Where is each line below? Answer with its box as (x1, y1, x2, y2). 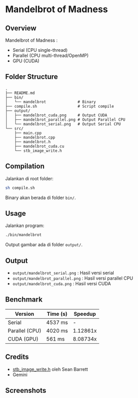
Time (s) (47, 310, 68, 317)
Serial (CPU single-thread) (12, 47, 68, 53)
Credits (5, 353, 29, 361)
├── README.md (5, 90, 35, 95)
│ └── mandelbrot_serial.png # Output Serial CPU (5, 121, 121, 126)
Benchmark (5, 295, 43, 304)
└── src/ (5, 126, 24, 131)
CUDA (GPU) (8, 335, 39, 342)
